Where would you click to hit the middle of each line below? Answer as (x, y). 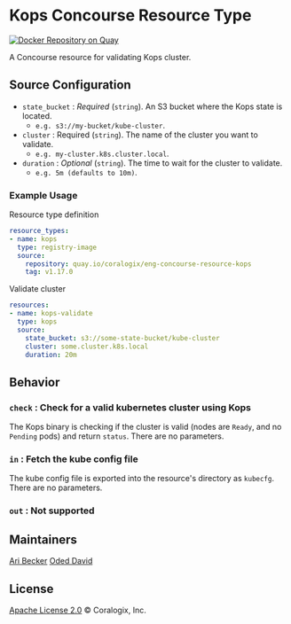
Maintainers (43, 539)
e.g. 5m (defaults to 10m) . (86, 172)
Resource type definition (54, 214)
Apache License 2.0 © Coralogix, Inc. (78, 610)
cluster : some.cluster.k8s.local (87, 347)
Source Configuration (70, 85)
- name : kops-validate (51, 314)
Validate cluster (38, 289)
